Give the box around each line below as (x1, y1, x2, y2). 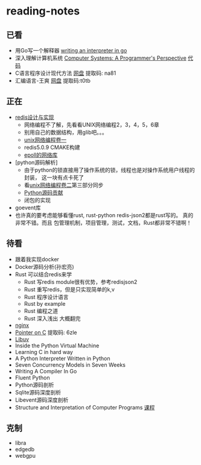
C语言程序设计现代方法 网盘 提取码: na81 (14, 69, 116, 77)
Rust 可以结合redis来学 (14, 270, 72, 278)
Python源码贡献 (24, 189, 63, 196)
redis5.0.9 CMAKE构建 (24, 144, 80, 151)
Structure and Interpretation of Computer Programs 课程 (14, 403, 155, 411)
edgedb (14, 446, 35, 453)
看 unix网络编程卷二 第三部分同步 (24, 181, 104, 188)
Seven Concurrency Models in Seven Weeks (14, 361, 126, 369)
